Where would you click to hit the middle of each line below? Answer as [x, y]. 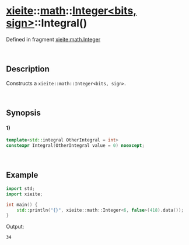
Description [28, 69]
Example [22, 175]
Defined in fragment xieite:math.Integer [53, 39]
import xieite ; [24, 194]
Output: [15, 227]
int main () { [22, 205]
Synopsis [23, 113]
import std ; [20, 188]
